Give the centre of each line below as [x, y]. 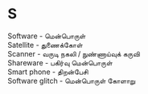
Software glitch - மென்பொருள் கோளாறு [72, 80]
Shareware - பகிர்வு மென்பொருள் [60, 63]
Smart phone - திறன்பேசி [48, 72]
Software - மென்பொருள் [47, 36]
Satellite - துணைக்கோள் [45, 45]
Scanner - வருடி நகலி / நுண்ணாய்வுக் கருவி [74, 53]
